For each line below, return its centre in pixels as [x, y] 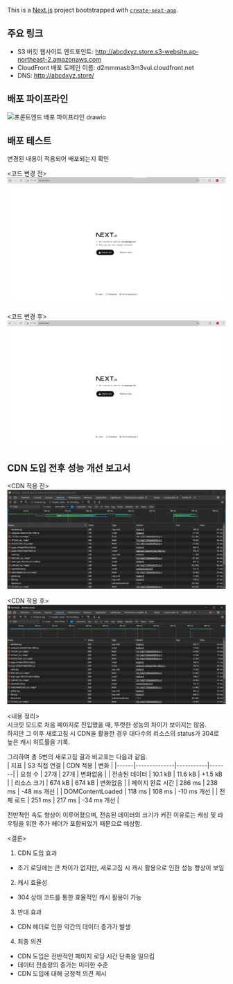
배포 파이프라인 [38, 99]
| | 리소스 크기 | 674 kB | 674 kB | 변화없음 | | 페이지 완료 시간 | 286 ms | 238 [113, 783]
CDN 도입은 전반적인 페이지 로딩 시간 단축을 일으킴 [86, 956]
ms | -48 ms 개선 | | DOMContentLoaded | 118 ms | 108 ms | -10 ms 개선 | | [113, 792]
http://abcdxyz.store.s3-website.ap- [147, 51]
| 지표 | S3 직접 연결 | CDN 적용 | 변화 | [60, 766]
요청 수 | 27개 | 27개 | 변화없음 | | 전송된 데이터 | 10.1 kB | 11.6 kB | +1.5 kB [122, 774]
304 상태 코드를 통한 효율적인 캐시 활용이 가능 [79, 897]
